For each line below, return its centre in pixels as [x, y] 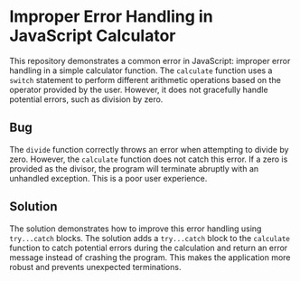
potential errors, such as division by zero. [86, 99]
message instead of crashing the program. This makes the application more [150, 257]
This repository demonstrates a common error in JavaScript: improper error [150, 61]
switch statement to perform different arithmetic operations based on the [145, 80]
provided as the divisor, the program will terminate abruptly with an [134, 168]
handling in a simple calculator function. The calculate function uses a [141, 70]
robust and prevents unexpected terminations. [95, 267]
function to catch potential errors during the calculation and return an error [149, 248]
